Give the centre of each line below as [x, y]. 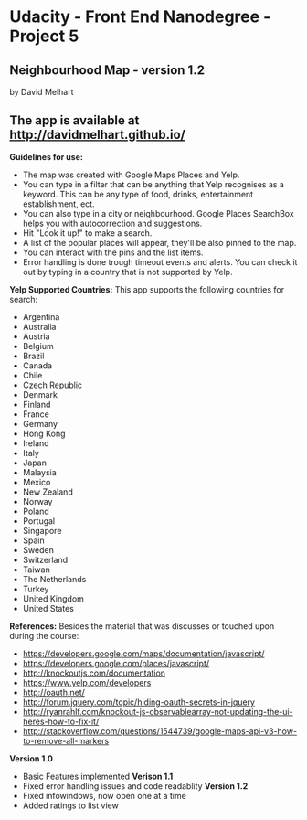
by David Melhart [42, 92]
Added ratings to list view [70, 805]
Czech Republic [53, 385]
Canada [37, 365]
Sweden [38, 549]
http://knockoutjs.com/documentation [94, 673]
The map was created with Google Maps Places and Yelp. [131, 175]
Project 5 [44, 36]
